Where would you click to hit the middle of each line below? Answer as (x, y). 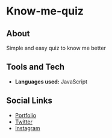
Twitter (24, 122)
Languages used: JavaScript (51, 81)
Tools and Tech (36, 67)
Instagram (27, 128)
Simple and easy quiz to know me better (56, 48)
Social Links (30, 101)
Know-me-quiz (45, 11)
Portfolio (26, 115)
